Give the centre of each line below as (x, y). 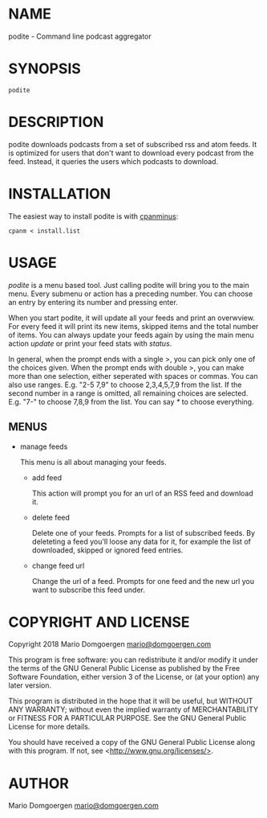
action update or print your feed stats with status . (90, 343)
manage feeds (44, 446)
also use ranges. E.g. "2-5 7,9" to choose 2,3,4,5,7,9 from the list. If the (125, 384)
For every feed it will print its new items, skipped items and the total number (133, 326)
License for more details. (49, 727)
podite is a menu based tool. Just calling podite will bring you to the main (129, 285)
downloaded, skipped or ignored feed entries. (107, 550)
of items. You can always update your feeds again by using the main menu (131, 335)
